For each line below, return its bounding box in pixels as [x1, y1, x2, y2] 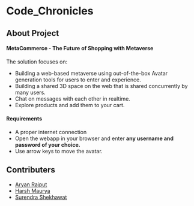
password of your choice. [14, 141, 80, 148]
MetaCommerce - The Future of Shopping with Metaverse [6, 45, 154, 52]
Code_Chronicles [6, 4, 94, 18]
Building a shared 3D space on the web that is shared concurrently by [14, 82, 188, 89]
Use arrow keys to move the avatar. [14, 147, 103, 154]
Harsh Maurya [14, 187, 50, 194]
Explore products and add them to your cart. [14, 101, 125, 108]
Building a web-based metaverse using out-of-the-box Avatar [14, 69, 168, 77]
